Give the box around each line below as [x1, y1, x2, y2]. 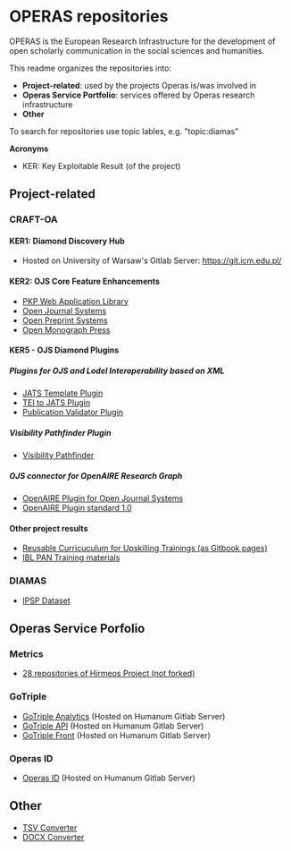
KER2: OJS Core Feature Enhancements [9, 276, 161, 287]
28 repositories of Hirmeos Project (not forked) [21, 668, 195, 679]
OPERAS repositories [9, 6, 169, 27]
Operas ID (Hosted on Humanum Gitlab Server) [21, 772, 196, 783]
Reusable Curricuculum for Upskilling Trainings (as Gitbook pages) [21, 543, 268, 554]
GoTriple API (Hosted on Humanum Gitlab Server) [21, 720, 204, 731]
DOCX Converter [21, 831, 85, 842]
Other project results [9, 523, 88, 533]
